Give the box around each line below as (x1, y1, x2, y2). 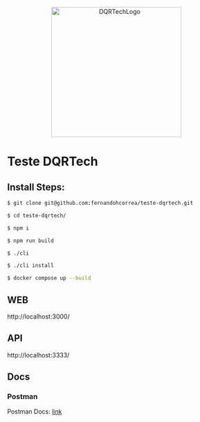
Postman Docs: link (7, 407, 62, 416)
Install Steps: (7, 181, 65, 193)
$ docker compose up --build (7, 275, 91, 282)
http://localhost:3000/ (7, 312, 71, 321)
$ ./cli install (7, 262, 54, 269)
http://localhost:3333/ (7, 351, 70, 359)
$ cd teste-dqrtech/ (7, 212, 67, 219)
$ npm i (7, 224, 30, 232)
